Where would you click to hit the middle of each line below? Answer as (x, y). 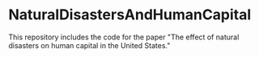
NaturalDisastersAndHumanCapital (130, 15)
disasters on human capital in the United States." (89, 45)
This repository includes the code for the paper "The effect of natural (124, 37)
